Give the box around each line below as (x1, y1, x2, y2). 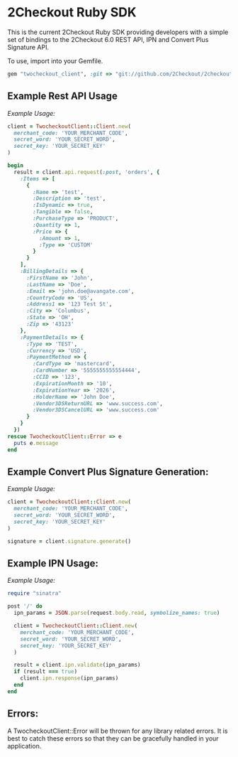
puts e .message (13, 439, 59, 446)
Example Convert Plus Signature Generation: (7, 466, 209, 478)
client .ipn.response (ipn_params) (20, 675, 119, 682)
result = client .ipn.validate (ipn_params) (13, 662, 141, 669)
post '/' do (7, 603, 42, 610)
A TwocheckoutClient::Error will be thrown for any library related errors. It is (7, 726, 228, 735)
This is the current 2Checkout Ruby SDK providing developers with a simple (7, 28, 229, 36)
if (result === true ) (13, 668, 78, 675)
